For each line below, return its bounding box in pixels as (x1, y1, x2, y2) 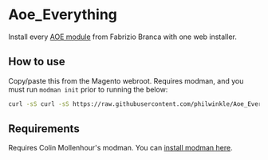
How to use (8, 55, 65, 68)
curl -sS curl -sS (8, 100, 69, 108)
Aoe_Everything (8, 6, 117, 24)
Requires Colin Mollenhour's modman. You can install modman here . (8, 143, 233, 153)
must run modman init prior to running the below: (8, 84, 168, 94)
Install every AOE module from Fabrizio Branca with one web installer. (8, 32, 237, 41)
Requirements (8, 122, 80, 136)
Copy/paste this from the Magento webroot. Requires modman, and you (8, 76, 244, 85)
